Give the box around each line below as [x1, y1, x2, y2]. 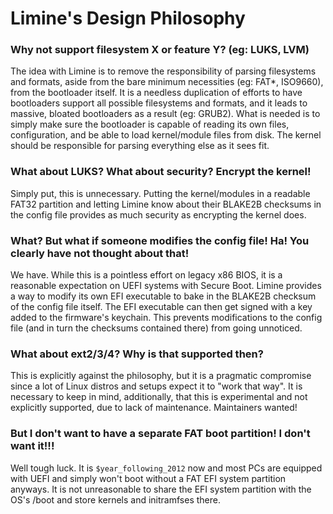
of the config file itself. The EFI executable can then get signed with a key [10, 301, 313, 313]
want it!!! [10, 439, 55, 453]
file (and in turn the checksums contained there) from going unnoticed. [10, 322, 303, 334]
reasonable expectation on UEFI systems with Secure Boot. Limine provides [10, 280, 322, 292]
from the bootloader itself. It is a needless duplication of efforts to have [10, 87, 303, 99]
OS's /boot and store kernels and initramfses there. [10, 493, 221, 506]
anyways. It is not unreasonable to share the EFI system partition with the [10, 483, 312, 495]
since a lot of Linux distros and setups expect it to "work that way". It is [10, 380, 303, 392]
